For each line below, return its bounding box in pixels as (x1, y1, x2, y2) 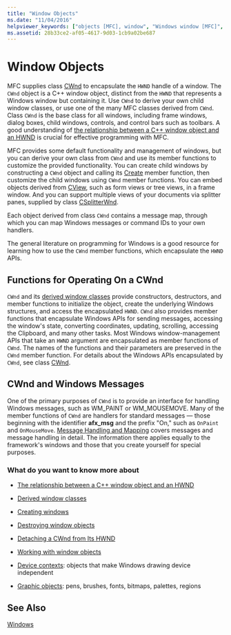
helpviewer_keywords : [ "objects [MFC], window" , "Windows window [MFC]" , (7, 23, 224, 30)
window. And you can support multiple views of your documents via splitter (7, 190, 221, 199)
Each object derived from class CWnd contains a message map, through (7, 211, 208, 219)
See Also (7, 602, 46, 614)
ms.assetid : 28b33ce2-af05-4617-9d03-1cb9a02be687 (7, 29, 156, 37)
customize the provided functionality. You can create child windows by (7, 162, 208, 170)
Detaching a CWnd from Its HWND (17, 534, 116, 543)
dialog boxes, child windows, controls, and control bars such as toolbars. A (7, 119, 221, 127)
